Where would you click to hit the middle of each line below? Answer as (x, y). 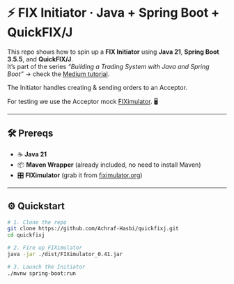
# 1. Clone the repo (37, 222)
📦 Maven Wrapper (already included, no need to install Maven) (109, 165)
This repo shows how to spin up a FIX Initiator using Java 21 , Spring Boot (113, 52)
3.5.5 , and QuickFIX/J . (40, 59)
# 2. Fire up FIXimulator (45, 248)
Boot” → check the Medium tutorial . (58, 74)
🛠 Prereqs (30, 134)
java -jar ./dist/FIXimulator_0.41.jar (65, 255)
